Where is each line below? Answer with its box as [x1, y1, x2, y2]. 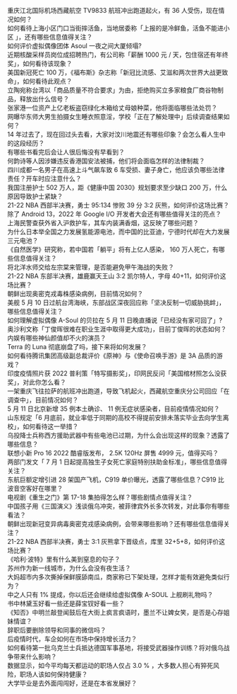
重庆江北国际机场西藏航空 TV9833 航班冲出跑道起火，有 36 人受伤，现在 [7, 6, 219, 14]
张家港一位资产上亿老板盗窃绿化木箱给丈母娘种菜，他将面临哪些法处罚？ [7, 103, 217, 112]
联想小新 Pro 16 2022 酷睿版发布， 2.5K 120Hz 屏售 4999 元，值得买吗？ [7, 449, 219, 457]
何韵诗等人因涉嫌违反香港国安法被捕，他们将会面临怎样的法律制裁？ [7, 157, 205, 165]
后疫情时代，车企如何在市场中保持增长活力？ [7, 635, 138, 643]
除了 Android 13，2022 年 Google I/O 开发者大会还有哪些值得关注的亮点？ [7, 210, 222, 218]
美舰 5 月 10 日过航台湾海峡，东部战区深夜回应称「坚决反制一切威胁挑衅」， [7, 298, 226, 307]
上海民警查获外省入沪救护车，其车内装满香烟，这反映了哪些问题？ [7, 219, 199, 227]
